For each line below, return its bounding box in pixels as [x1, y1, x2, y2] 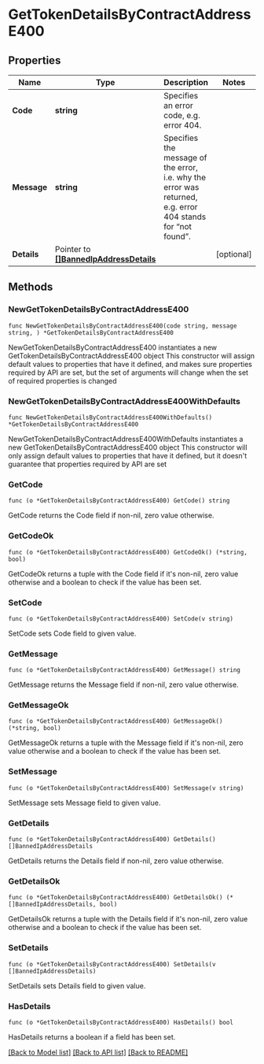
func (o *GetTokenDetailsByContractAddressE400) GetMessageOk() [8, 717, 223, 725]
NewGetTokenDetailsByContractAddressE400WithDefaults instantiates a [8, 434, 244, 443]
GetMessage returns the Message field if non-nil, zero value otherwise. [8, 680, 239, 690]
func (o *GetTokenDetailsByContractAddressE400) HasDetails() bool [8, 1018, 234, 1026]
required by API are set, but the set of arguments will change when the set [8, 368, 249, 377]
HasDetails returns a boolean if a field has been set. [8, 1032, 176, 1041]
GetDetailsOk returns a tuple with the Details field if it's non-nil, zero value [8, 914, 248, 924]
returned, [163, 191, 198, 202]
